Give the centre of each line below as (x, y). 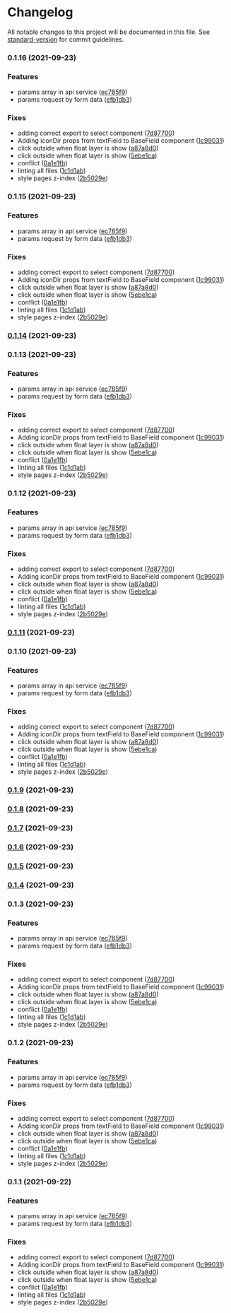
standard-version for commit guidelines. (66, 39)
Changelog (40, 12)
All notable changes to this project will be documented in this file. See (109, 32)
